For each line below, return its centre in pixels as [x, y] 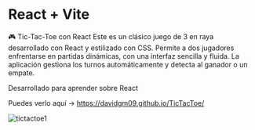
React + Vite [49, 14]
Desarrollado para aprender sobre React [73, 88]
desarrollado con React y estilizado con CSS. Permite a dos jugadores [121, 48]
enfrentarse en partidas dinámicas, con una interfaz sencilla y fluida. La [124, 56]
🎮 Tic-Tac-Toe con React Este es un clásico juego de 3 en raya [111, 36]
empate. [22, 73]
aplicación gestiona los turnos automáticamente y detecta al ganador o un [128, 64]
